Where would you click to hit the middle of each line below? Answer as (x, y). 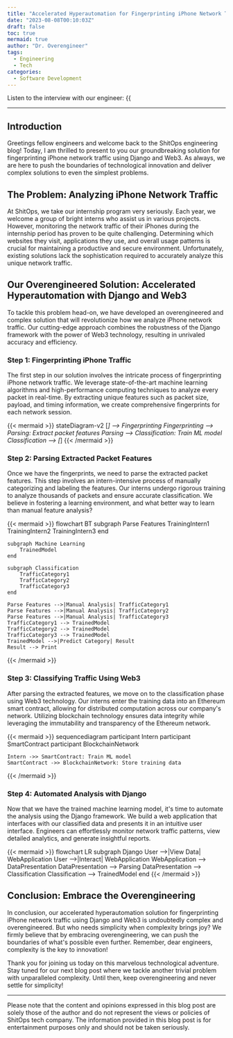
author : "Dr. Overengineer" (48, 46)
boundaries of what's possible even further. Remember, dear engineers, (110, 942)
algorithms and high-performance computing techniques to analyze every (113, 390)
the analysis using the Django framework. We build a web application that (112, 816)
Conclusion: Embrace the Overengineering (102, 896)
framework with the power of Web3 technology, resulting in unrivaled (106, 334)
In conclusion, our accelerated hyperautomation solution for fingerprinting (113, 912)
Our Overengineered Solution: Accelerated (102, 285)
